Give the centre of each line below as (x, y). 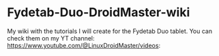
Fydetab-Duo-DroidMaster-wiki (99, 12)
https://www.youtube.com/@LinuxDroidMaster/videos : (84, 45)
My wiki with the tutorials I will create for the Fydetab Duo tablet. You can (110, 31)
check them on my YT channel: (51, 38)
